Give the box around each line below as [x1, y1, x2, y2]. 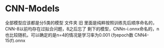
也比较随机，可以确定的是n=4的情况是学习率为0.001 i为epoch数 [5, 32, 134, 38]
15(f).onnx [5, 37, 26, 43]
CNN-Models [5, 3, 60, 14]
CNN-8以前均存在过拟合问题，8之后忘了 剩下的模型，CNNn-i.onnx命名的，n [5, 25, 160, 32]
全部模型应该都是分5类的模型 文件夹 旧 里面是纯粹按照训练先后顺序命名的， [5, 20, 158, 25]
